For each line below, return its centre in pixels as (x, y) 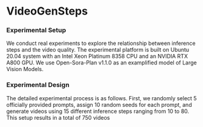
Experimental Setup (36, 30)
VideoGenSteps (47, 11)
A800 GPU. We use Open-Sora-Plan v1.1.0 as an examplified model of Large (101, 63)
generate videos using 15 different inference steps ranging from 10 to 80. (98, 111)
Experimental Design (38, 85)
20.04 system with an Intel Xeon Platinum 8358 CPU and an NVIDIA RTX (97, 57)
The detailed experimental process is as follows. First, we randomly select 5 (101, 98)
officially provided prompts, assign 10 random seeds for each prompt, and (99, 105)
